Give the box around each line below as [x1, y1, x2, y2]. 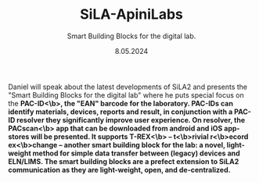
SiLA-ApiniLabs [79, 5, 184, 23]
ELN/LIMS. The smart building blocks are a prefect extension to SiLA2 [8, 156, 239, 166]
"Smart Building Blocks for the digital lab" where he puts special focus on [8, 90, 244, 99]
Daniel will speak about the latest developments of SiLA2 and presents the [8, 82, 248, 91]
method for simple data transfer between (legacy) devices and [32, 148, 240, 158]
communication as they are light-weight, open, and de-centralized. [8, 165, 231, 174]
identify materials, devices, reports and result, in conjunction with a [8, 107, 233, 116]
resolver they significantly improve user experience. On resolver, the [16, 115, 246, 124]
